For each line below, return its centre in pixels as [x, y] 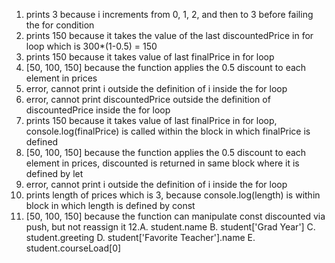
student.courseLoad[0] [73, 248]
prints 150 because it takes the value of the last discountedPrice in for [169, 35]
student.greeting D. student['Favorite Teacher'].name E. [140, 237]
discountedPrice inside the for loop [98, 110]
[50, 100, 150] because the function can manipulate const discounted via [175, 216]
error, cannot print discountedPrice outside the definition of [148, 99]
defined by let [54, 173]
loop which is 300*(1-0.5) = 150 [91, 46]
